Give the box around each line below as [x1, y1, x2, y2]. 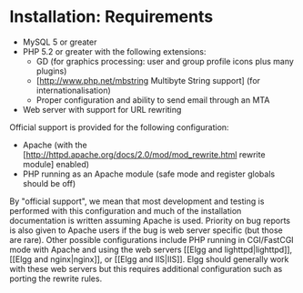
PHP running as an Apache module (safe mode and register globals [22, 168, 276, 179]
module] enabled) [22, 158, 89, 169]
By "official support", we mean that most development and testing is [9, 196, 265, 207]
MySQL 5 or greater [22, 36, 97, 47]
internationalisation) [35, 85, 111, 96]
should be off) [22, 177, 76, 188]
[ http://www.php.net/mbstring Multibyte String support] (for [35, 75, 261, 86]
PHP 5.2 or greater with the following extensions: [22, 45, 207, 56]
